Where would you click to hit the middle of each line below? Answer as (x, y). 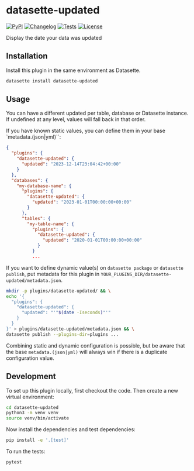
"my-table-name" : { (51, 224)
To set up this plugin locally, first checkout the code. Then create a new (92, 390)
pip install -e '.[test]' (37, 440)
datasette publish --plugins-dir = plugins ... (62, 334)
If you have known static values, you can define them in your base (86, 131)
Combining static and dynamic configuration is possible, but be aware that (96, 345)
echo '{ (15, 296)
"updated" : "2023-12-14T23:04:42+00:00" (71, 164)
